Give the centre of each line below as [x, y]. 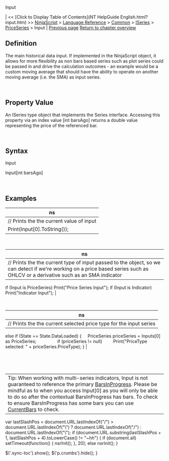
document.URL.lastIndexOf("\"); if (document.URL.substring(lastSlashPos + [83, 433]
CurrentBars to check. [34, 410]
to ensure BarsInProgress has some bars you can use [71, 403]
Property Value [29, 103]
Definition [21, 44]
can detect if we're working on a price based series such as [78, 269]
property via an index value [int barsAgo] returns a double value [71, 120]
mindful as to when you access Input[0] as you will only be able [83, 391]
